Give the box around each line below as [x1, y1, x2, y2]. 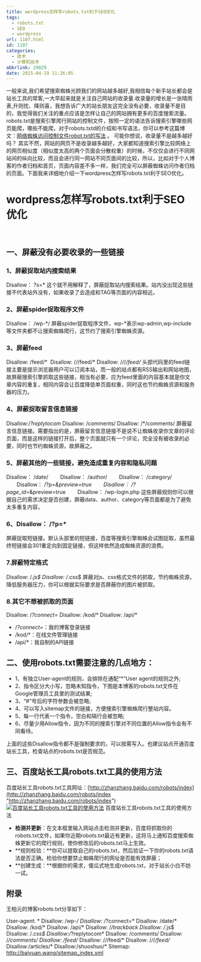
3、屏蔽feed [6, 344, 42, 352]
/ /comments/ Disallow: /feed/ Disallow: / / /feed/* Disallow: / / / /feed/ [6, 936, 170, 944]
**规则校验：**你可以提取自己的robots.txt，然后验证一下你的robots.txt [14, 846, 188, 854]
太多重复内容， [6, 503, 43, 511]
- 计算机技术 [11, 59, 40, 65]
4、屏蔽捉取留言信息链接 [6, 405, 78, 414]
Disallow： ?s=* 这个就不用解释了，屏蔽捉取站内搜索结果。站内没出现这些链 [6, 281, 193, 288]
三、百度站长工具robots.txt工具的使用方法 [6, 767, 163, 777]
